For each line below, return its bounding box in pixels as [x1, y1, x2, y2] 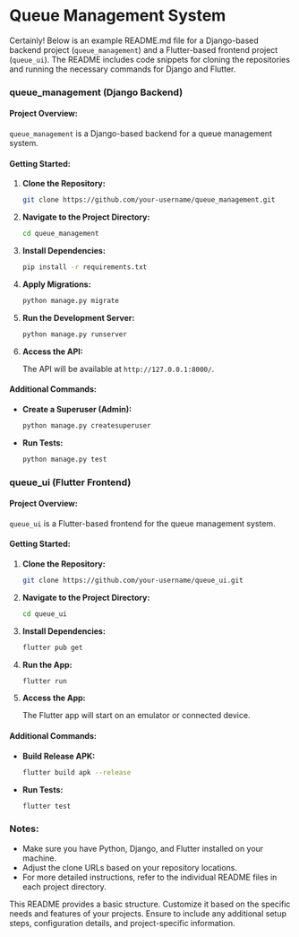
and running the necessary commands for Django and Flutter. [9, 64, 236, 74]
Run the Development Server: [21, 312, 135, 323]
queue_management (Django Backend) [9, 86, 184, 99]
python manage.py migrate [21, 296, 119, 305]
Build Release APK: [21, 750, 96, 761]
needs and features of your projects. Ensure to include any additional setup [9, 907, 287, 919]
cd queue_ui [21, 609, 67, 619]
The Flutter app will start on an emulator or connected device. [21, 710, 251, 721]
